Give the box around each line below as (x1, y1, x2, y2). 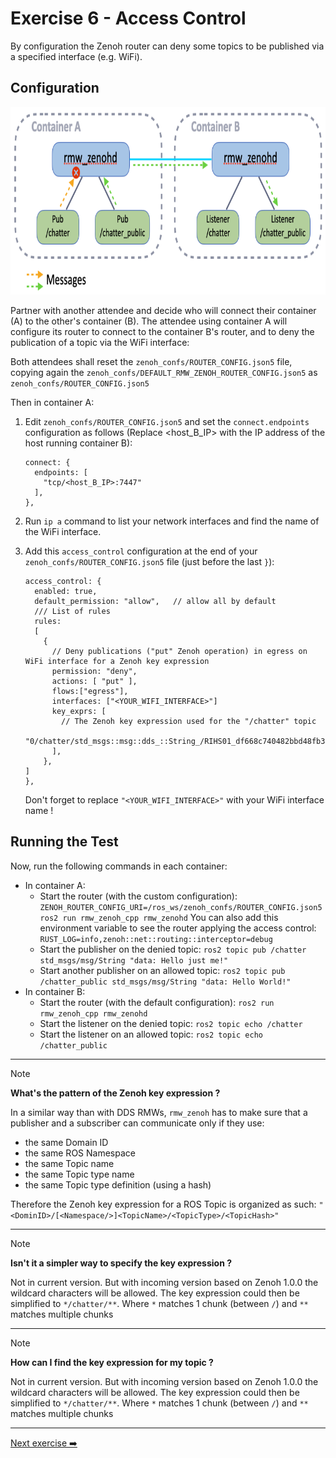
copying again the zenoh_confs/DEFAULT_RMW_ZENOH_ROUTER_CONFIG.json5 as (10, 366, 318, 378)
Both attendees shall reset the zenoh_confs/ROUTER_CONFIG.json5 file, (10, 355, 293, 367)
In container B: (24, 985, 86, 997)
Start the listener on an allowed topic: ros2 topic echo (39, 1028, 263, 1040)
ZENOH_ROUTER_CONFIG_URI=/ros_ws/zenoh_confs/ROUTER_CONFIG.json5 (39, 902, 323, 912)
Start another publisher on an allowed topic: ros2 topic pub (39, 964, 286, 976)
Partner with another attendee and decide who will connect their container (10, 304, 317, 316)
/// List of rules (34, 606, 111, 616)
